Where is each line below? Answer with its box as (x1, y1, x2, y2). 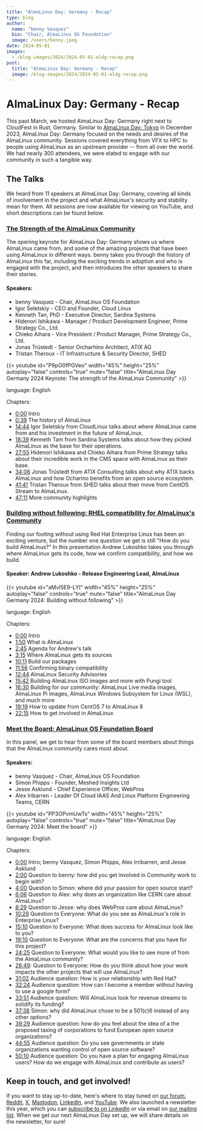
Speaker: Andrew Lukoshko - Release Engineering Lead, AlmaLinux (6, 570, 180, 578)
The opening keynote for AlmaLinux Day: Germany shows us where (6, 238, 175, 246)
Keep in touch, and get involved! (6, 1076, 131, 1086)
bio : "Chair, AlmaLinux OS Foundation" (12, 32, 113, 38)
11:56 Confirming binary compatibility (15, 664, 108, 671)
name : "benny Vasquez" (12, 26, 69, 32)
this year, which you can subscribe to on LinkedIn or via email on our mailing (6, 1105, 197, 1113)
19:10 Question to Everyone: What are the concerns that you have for (15, 936, 187, 943)
